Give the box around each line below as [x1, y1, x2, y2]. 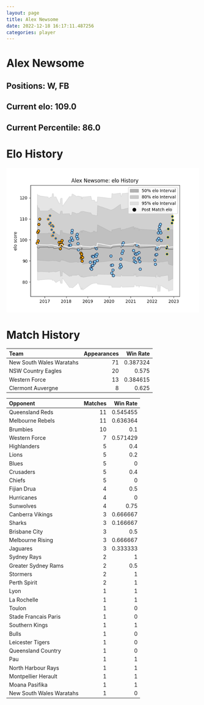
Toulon [9, 604, 26, 612]
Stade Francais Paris [9, 613, 61, 620]
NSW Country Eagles [9, 368, 62, 375]
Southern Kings [9, 622, 48, 629]
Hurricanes [9, 494, 37, 501]
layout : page [6, 10, 40, 16]
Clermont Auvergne [9, 384, 59, 391]
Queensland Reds [9, 409, 54, 416]
